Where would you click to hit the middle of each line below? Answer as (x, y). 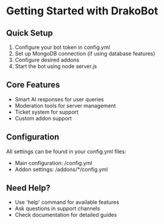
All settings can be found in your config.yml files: (66, 151)
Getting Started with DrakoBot (82, 11)
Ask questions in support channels (57, 209)
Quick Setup (30, 33)
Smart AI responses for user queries (59, 99)
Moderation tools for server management (65, 105)
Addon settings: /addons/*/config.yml (61, 169)
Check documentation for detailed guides (66, 215)
